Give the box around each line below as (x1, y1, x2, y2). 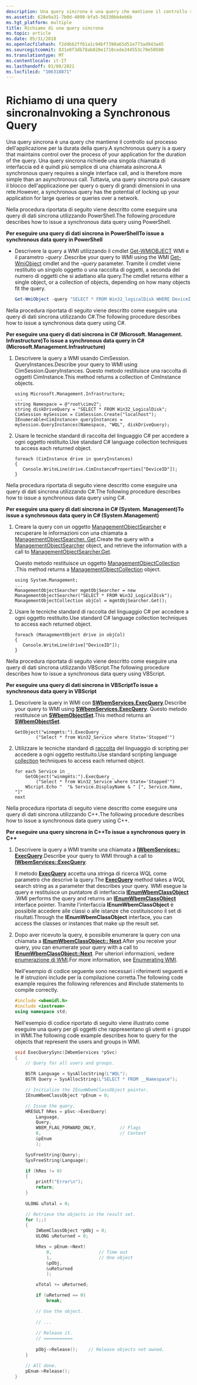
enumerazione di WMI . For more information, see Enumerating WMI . (14, 956, 178, 964)
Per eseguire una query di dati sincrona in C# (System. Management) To (6, 506, 184, 513)
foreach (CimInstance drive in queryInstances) (14, 456, 133, 462)
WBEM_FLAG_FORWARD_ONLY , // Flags (36, 1125, 141, 1131)
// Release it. (36, 1330, 73, 1336)
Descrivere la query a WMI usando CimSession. (14, 355, 130, 362)
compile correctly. (14, 987, 59, 994)
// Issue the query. (25, 1103, 76, 1109)
